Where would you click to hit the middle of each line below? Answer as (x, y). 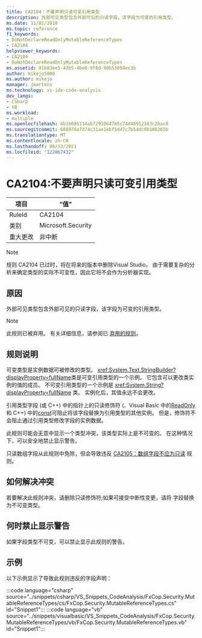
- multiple (20, 118)
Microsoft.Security (66, 226)
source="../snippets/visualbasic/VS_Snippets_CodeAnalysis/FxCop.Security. (101, 616)
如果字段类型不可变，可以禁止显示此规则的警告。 (67, 542)
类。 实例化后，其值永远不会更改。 (115, 393)
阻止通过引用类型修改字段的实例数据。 (59, 420)
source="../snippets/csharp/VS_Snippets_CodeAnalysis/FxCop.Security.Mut (100, 596)
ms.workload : (23, 113)
